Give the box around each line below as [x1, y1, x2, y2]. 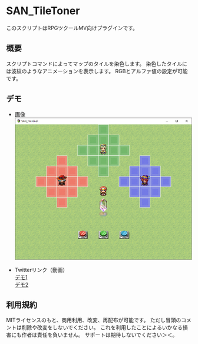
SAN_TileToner [6, 4, 80, 18]
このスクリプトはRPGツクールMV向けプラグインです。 [6, 24, 138, 31]
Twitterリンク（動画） [14, 266, 68, 273]
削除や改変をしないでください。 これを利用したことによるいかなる [21, 324, 183, 331]
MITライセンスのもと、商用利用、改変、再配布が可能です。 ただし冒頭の [6, 317, 181, 324]
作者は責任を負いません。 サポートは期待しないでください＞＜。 [21, 332, 178, 339]
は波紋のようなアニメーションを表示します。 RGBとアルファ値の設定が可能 [6, 67, 188, 74]
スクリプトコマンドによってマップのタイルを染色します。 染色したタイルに [6, 60, 187, 67]
